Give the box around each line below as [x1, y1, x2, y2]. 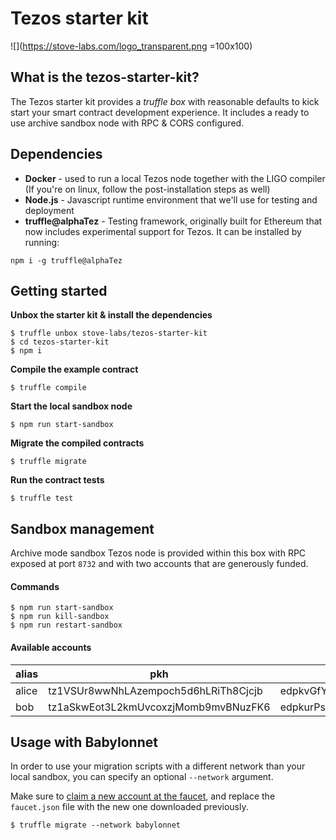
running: [24, 236, 60, 248]
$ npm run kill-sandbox [10, 612, 110, 622]
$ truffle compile [10, 383, 87, 393]
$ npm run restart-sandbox [10, 620, 123, 631]
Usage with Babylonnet [10, 733, 158, 751]
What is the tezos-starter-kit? [10, 69, 200, 86]
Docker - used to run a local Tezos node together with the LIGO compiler [24, 172, 326, 184]
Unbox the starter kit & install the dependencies [10, 309, 213, 321]
